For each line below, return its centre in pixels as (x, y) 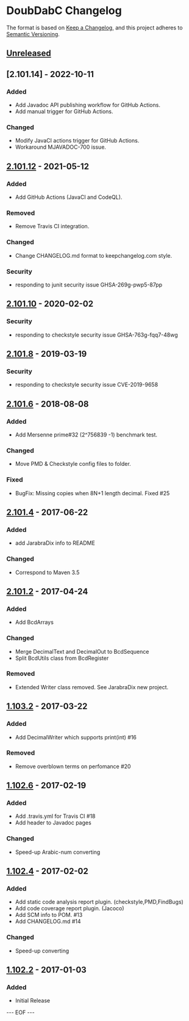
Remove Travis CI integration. (52, 226)
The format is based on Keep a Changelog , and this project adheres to (94, 28)
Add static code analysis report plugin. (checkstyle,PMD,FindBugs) (99, 902)
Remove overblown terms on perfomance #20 (73, 766)
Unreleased (29, 54)
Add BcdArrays (34, 623)
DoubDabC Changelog (64, 11)
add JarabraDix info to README (55, 543)
